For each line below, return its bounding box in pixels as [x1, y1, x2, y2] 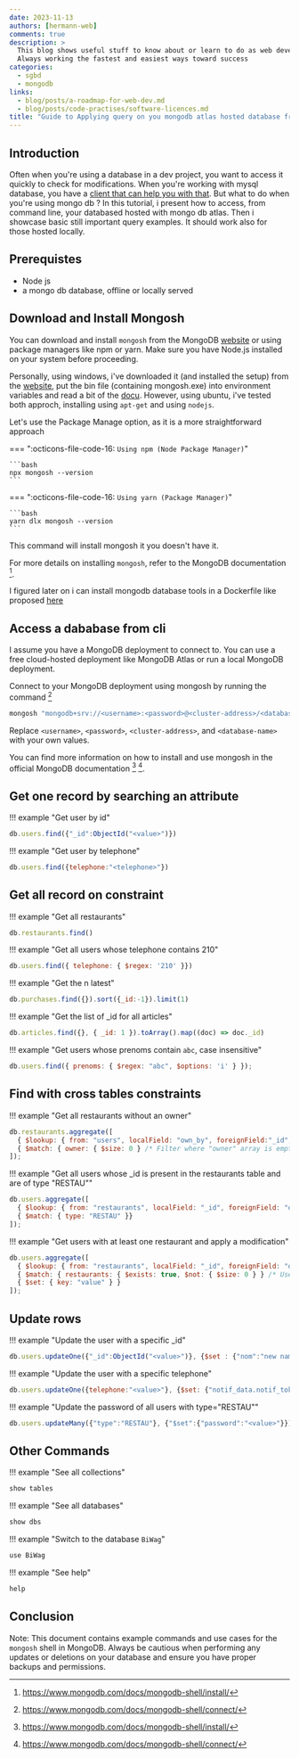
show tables [9, 1484, 53, 1493]
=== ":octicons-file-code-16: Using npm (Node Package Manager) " [9, 443, 249, 454]
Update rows [9, 1311, 82, 1327]
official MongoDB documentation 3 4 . [9, 761, 145, 774]
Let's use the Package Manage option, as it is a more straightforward [9, 416, 263, 427]
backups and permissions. [9, 1661, 107, 1672]
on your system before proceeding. [9, 353, 139, 364]
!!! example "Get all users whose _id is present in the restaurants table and [9, 1169, 281, 1179]
